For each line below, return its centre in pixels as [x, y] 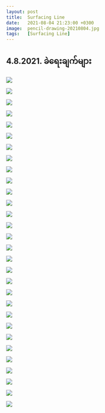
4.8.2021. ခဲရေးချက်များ [49, 61]
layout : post [22, 12]
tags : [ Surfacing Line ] [38, 34]
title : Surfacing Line [36, 17]
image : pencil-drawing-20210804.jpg [53, 28]
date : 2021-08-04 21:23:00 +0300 [50, 23]
